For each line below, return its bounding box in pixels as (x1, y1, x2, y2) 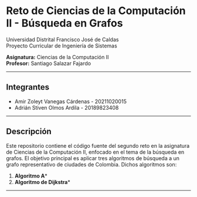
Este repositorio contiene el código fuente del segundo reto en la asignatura (6, 142, 190, 149)
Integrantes (6, 82, 50, 92)
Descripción (6, 127, 52, 137)
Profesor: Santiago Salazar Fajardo (6, 60, 91, 67)
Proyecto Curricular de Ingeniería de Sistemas (6, 42, 117, 49)
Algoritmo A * (14, 172, 48, 179)
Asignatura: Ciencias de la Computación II (6, 53, 109, 60)
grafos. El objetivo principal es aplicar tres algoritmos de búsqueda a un (6, 154, 180, 162)
